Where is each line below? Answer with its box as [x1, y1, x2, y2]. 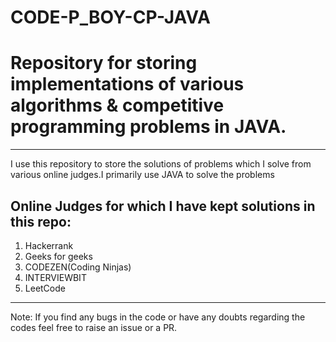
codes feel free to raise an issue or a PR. [10, 321, 178, 333]
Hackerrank [24, 239, 74, 251]
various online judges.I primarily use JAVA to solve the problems [10, 169, 275, 181]
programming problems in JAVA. [10, 116, 287, 138]
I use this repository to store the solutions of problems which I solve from [10, 158, 312, 170]
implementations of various [10, 73, 245, 96]
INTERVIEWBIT [24, 271, 87, 283]
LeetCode [24, 282, 66, 294]
